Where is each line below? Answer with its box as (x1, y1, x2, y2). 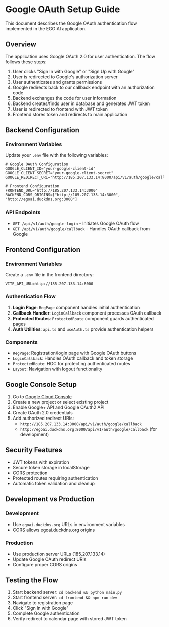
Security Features (5, 446, 63, 454)
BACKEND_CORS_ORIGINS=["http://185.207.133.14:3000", (5, 192, 121, 198)
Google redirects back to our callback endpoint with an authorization (12, 84, 155, 90)
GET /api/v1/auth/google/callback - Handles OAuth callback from (12, 225, 150, 232)
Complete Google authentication (12, 610, 80, 616)
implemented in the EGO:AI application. (5, 25, 87, 31)
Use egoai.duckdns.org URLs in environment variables (12, 521, 125, 528)
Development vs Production (5, 495, 95, 503)
